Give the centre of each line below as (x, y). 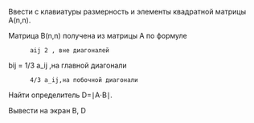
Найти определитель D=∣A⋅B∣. (60, 95)
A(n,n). (20, 20)
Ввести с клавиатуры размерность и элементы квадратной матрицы (127, 12)
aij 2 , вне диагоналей (70, 51)
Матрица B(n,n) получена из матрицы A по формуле (98, 36)
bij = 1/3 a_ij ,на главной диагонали (68, 65)
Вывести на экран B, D (47, 111)
